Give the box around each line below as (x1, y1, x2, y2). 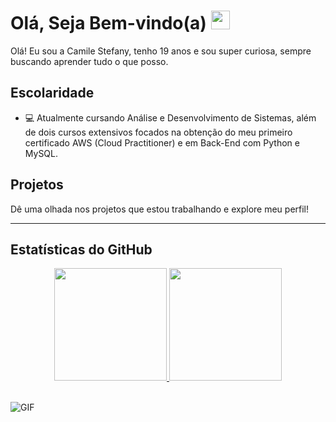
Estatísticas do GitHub (10, 241, 153, 258)
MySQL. (24, 147, 59, 159)
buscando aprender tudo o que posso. (10, 55, 169, 67)
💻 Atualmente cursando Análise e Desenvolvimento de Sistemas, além (24, 111, 317, 124)
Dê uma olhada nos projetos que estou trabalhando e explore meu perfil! (10, 203, 310, 215)
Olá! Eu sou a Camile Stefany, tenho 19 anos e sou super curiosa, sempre (10, 45, 312, 57)
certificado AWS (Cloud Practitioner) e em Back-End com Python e (24, 136, 300, 149)
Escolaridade (10, 85, 95, 102)
